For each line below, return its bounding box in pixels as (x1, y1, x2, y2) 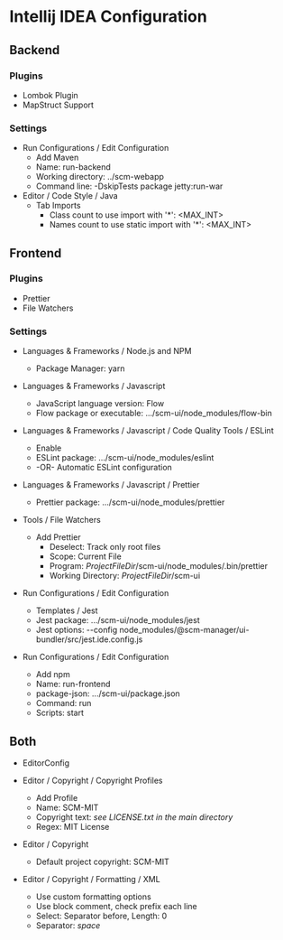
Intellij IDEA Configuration (9, 6, 207, 27)
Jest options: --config (35, 625, 118, 636)
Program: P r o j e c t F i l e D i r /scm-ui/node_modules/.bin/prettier (49, 561, 269, 572)
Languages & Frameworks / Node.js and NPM (22, 346, 192, 357)
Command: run (35, 698, 92, 709)
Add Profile (35, 792, 78, 803)
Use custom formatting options (35, 891, 151, 902)
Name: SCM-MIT (35, 802, 99, 813)
